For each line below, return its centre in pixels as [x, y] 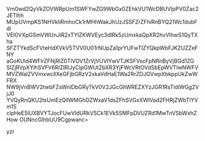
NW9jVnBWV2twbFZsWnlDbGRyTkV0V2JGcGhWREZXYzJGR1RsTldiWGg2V [103, 87]
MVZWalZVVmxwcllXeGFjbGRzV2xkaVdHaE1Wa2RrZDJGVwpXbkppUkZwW [102, 74]
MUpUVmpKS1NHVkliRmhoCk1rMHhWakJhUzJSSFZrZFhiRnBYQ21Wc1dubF [102, 22]
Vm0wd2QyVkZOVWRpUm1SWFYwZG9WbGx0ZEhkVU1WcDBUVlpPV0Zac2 [102, 9]
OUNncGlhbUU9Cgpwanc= [54, 120]
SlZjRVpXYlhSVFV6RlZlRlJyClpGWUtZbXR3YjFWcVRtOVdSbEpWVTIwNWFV [102, 67]
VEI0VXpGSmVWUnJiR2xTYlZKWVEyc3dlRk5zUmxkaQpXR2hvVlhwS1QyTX [102, 35]
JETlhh [15, 15]
